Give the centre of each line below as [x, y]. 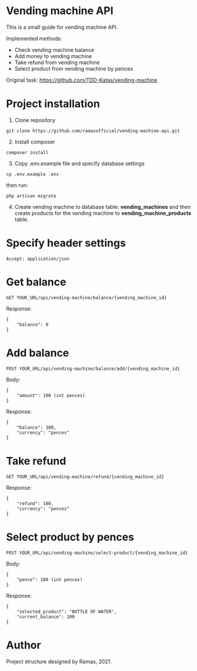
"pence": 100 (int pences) [50, 580]
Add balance [38, 353]
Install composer [35, 142]
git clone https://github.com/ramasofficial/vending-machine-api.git [93, 131]
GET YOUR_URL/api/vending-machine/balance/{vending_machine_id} [86, 298]
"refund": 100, [35, 503]
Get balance [36, 282]
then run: [17, 185]
